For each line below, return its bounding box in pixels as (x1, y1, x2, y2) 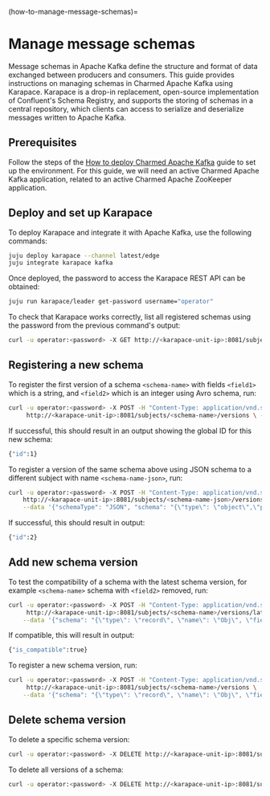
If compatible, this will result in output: (8, 631, 135, 640)
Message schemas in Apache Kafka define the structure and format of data (8, 61, 259, 71)
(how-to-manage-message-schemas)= (8, 7, 139, 16)
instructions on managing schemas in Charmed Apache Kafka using (8, 78, 233, 88)
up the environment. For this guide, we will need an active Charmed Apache (8, 165, 260, 175)
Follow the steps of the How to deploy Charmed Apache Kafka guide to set (8, 157, 256, 167)
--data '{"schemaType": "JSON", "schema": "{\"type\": (22, 504, 211, 512)
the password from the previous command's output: (8, 320, 181, 330)
